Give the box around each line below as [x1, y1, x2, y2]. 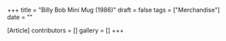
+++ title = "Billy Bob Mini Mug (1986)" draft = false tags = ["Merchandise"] [7, 6, 221, 14]
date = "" [7, 13, 33, 21]
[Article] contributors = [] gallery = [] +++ [7, 27, 125, 34]
